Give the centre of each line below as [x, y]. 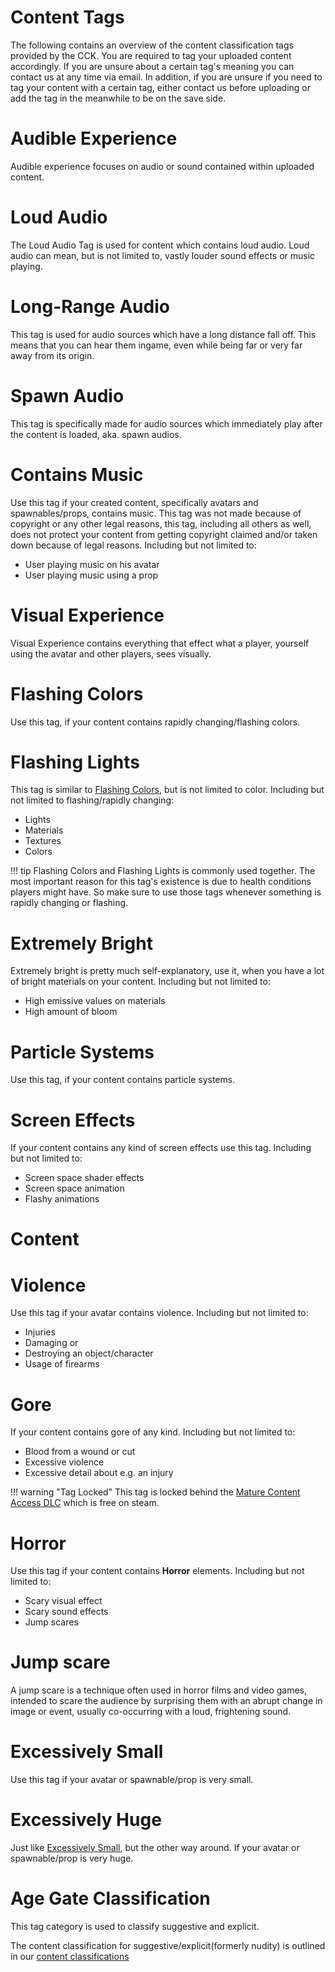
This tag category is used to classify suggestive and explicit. [135, 1926]
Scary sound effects [66, 1612]
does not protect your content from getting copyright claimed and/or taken [164, 534]
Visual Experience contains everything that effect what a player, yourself [160, 643]
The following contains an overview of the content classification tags [152, 45]
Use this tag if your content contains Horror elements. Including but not [157, 1571]
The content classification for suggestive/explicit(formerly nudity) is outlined [168, 1945]
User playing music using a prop [91, 575]
